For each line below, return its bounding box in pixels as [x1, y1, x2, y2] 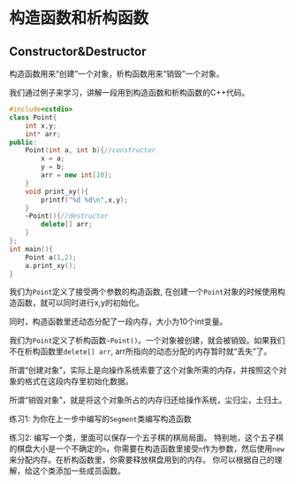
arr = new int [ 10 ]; [41, 171, 113, 180]
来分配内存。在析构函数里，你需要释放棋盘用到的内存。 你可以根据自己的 [9, 455, 275, 465]
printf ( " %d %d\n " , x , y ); [41, 196, 128, 204]
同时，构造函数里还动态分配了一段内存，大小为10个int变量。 [9, 316, 228, 327]
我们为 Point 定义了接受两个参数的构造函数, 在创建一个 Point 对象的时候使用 [9, 287, 278, 297]
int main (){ [9, 244, 53, 253]
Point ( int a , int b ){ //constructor [25, 146, 156, 155]
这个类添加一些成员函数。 [32, 465, 125, 476]
